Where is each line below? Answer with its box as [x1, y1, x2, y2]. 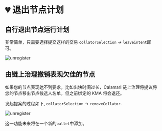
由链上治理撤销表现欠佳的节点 [5, 70, 95, 78]
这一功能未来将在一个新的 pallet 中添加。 [5, 120, 87, 126]
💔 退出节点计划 [5, 4, 64, 16]
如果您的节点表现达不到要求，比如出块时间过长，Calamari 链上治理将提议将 [5, 84, 158, 90]
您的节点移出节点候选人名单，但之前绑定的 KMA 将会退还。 [5, 90, 125, 96]
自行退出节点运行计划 [5, 25, 69, 34]
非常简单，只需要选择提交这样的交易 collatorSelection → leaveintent [5, 39, 147, 45]
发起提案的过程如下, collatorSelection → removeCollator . [5, 100, 122, 106]
